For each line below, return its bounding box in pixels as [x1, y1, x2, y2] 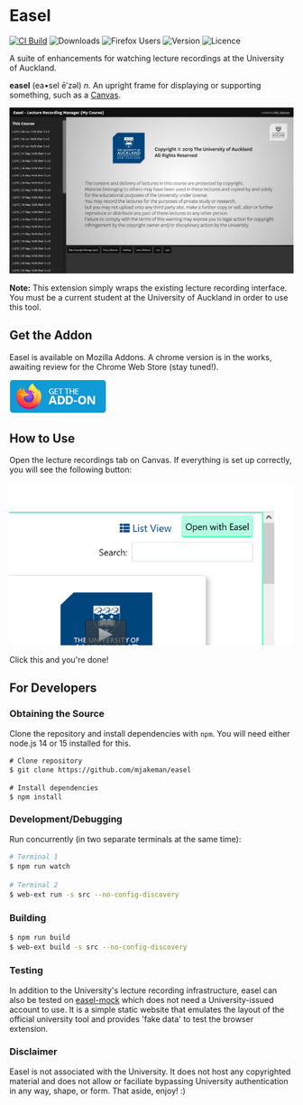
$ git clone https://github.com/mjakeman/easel [9, 765, 192, 775]
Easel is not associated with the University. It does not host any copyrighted [9, 1066, 291, 1077]
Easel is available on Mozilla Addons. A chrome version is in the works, [9, 351, 272, 362]
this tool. [9, 302, 42, 312]
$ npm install [9, 792, 63, 802]
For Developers [9, 681, 97, 696]
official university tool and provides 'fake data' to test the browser [9, 1013, 254, 1025]
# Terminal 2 [9, 881, 59, 890]
